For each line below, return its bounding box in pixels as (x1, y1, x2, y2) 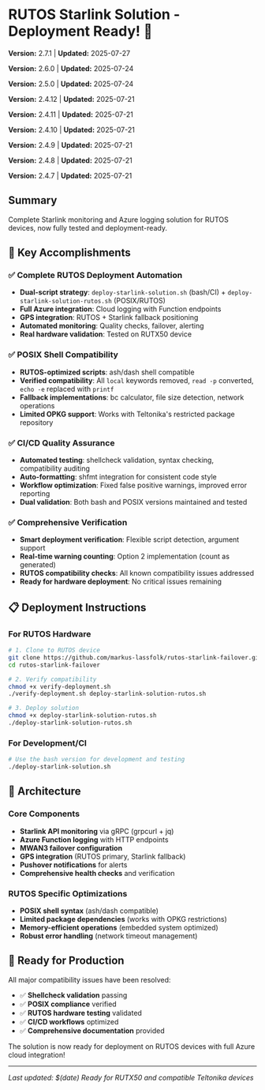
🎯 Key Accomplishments (8, 246, 132, 260)
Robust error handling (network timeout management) (19, 930, 198, 941)
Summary (8, 194, 58, 207)
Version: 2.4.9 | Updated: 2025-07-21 (8, 140, 132, 149)
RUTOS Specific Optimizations (8, 888, 128, 899)
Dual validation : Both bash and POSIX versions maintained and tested (19, 498, 248, 507)
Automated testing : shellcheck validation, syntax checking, (19, 456, 215, 465)
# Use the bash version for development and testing (8, 756, 185, 764)
